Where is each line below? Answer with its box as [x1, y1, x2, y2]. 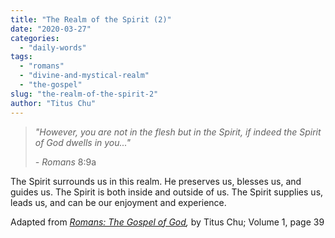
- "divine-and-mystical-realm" [19, 71, 150, 81]
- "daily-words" [19, 42, 87, 53]
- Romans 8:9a [34, 156, 97, 168]
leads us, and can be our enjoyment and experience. [10, 196, 227, 208]
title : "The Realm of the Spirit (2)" [10, 14, 172, 25]
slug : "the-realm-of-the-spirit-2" [10, 89, 159, 99]
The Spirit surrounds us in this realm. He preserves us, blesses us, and [10, 175, 302, 187]
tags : [10, 52, 33, 62]
